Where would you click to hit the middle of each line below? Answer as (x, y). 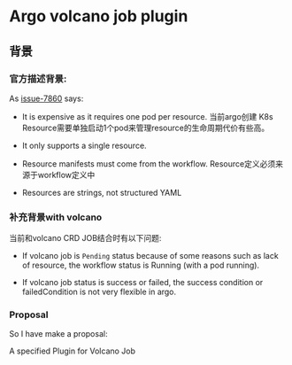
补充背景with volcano (56, 217)
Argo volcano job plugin (99, 16)
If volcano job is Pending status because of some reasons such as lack (150, 256)
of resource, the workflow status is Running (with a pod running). (140, 265)
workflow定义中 (66, 175)
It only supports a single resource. (85, 145)
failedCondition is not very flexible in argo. (99, 292)
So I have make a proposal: (58, 334)
